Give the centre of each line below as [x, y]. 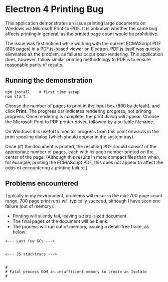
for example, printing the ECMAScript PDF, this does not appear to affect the [84, 162]
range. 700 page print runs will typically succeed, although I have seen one [83, 201]
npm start [16, 96]
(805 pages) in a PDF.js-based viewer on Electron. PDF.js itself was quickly [83, 49]
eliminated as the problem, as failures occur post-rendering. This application [84, 54]
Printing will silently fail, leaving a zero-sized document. [70, 216]
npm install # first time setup [42, 92]
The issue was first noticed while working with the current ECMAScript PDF [83, 43]
